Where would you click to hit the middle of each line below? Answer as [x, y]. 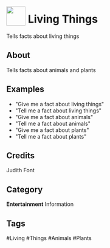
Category [25, 189]
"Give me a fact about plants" [52, 130]
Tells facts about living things [43, 36]
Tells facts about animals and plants [51, 70]
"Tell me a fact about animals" [53, 123]
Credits [21, 155]
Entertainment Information [40, 204]
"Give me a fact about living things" [60, 104]
